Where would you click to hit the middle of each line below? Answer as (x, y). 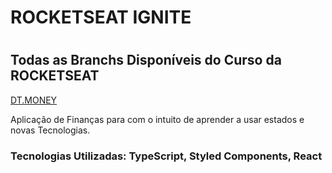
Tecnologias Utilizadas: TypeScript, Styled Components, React (166, 156)
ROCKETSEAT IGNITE (101, 17)
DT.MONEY (34, 100)
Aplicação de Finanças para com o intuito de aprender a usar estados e (157, 119)
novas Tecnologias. (50, 130)
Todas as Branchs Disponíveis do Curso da (146, 60)
